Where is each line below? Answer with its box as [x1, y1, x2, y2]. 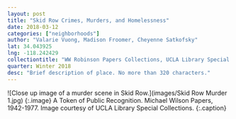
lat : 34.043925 [7, 43, 52, 50]
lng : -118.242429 [7, 50, 59, 57]
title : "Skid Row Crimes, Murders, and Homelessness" [7, 17, 170, 24]
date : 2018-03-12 [7, 23, 59, 30]
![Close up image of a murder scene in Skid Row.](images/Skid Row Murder [7, 89, 227, 97]
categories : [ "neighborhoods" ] [7, 30, 100, 37]
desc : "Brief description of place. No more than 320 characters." [7, 69, 211, 76]
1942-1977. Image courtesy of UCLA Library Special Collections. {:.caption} [7, 104, 227, 112]
